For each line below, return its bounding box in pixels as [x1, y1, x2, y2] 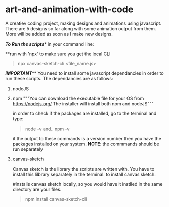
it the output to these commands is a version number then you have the [12, 135, 162, 141]
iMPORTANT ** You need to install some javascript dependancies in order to [5, 70, 164, 76]
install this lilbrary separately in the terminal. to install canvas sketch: [12, 171, 156, 177]
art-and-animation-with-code [5, 4, 134, 15]
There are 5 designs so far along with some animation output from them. [5, 25, 156, 31]
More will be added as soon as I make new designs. [5, 31, 113, 37]
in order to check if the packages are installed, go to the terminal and [12, 110, 157, 116]
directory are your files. [12, 186, 62, 192]
